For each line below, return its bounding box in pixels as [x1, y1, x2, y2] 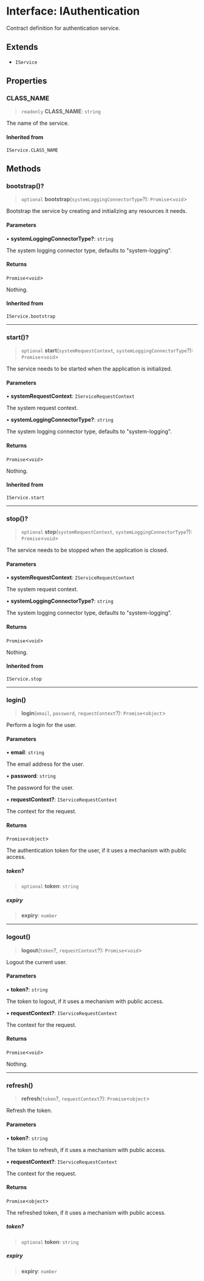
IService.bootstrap [6, 313, 56, 319]
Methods [6, 164, 41, 174]
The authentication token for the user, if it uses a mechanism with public [6, 847, 187, 854]
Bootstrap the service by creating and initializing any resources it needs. [6, 207, 187, 215]
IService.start [6, 495, 45, 501]
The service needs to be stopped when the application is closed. [6, 546, 168, 554]
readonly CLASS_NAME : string [21, 108, 101, 115]
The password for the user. [6, 784, 74, 791]
